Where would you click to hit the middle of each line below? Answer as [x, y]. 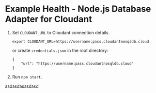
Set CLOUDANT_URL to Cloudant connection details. [61, 32]
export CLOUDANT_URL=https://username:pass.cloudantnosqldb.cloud [80, 41]
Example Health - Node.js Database [78, 9]
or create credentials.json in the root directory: [60, 50]
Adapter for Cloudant [48, 19]
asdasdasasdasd [22, 86]
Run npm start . [27, 77]
